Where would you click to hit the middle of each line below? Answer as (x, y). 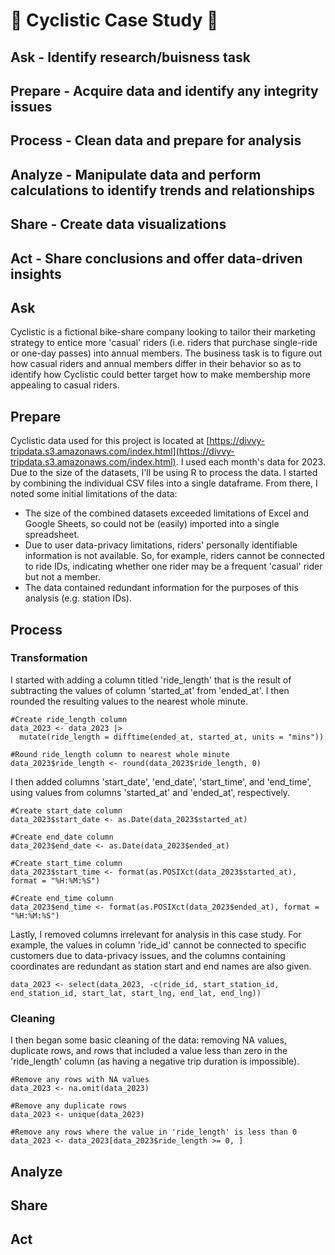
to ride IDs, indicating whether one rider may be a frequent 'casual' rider (173, 566)
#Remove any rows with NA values (80, 1080)
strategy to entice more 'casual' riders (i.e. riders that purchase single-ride (164, 343)
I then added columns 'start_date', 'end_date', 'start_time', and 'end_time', (161, 781)
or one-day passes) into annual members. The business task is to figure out (166, 353)
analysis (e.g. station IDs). (78, 598)
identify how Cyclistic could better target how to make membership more (160, 375)
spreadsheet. (52, 535)
